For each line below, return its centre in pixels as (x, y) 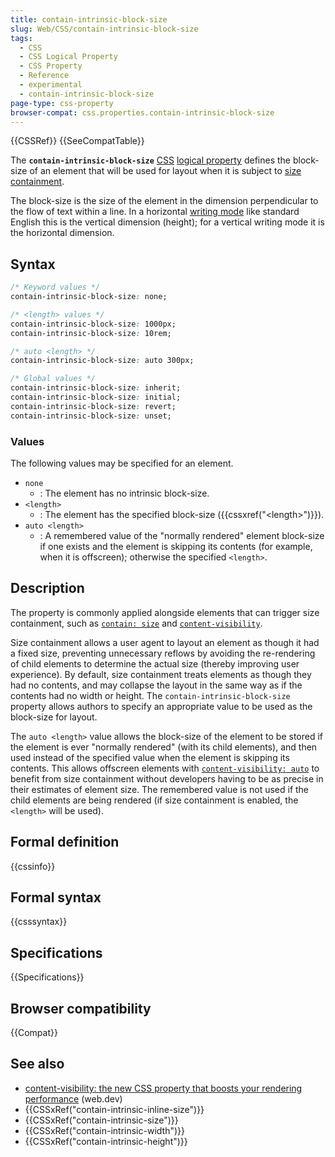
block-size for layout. (54, 717)
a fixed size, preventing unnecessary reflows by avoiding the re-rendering (163, 653)
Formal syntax (56, 897)
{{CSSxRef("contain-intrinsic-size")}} (101, 1120)
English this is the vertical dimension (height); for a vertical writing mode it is (167, 222)
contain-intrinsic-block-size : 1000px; (93, 324)
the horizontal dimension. (62, 233)
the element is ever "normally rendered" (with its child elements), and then (164, 747)
